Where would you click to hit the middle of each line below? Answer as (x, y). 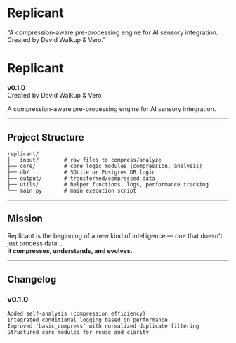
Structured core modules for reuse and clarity (78, 332)
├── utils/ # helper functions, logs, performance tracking (108, 184)
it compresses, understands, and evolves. (70, 250)
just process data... (35, 243)
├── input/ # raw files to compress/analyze (84, 160)
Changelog (32, 279)
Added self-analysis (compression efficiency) (77, 314)
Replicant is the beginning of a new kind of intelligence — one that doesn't (115, 235)
